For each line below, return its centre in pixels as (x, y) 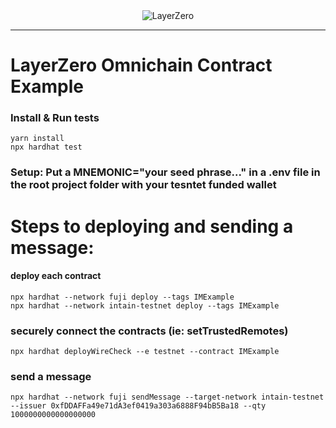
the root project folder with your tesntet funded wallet (143, 185)
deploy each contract (56, 276)
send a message (51, 377)
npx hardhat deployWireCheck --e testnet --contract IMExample (145, 352)
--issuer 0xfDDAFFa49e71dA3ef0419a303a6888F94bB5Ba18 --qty (138, 406)
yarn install (37, 139)
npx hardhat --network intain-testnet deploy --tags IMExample (145, 305)
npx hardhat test (46, 147)
